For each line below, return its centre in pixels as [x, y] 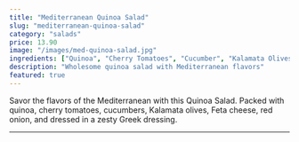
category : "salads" [45, 34]
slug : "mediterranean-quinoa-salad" [77, 26]
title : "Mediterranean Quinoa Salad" [79, 17]
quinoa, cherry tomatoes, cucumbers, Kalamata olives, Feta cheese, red [141, 110]
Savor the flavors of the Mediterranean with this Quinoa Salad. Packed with [147, 100]
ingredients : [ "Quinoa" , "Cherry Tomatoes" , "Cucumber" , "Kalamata [137, 59]
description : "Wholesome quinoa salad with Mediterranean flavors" [137, 67]
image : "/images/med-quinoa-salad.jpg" [83, 51]
